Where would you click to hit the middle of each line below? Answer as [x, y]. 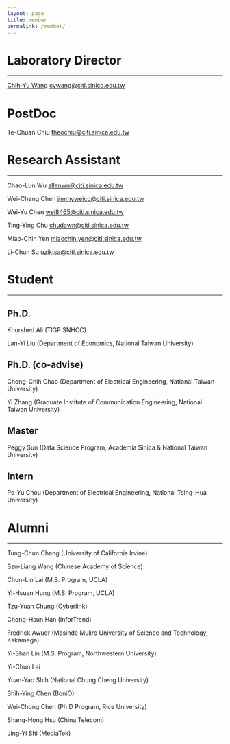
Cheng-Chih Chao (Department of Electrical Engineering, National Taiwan [111, 381]
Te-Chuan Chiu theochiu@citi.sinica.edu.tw [68, 132]
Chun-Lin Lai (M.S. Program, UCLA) [57, 580]
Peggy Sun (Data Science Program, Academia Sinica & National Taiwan [107, 447]
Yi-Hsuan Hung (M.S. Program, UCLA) [61, 593]
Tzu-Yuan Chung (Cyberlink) [47, 606]
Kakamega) [23, 640]
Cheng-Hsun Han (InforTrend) [49, 620]
